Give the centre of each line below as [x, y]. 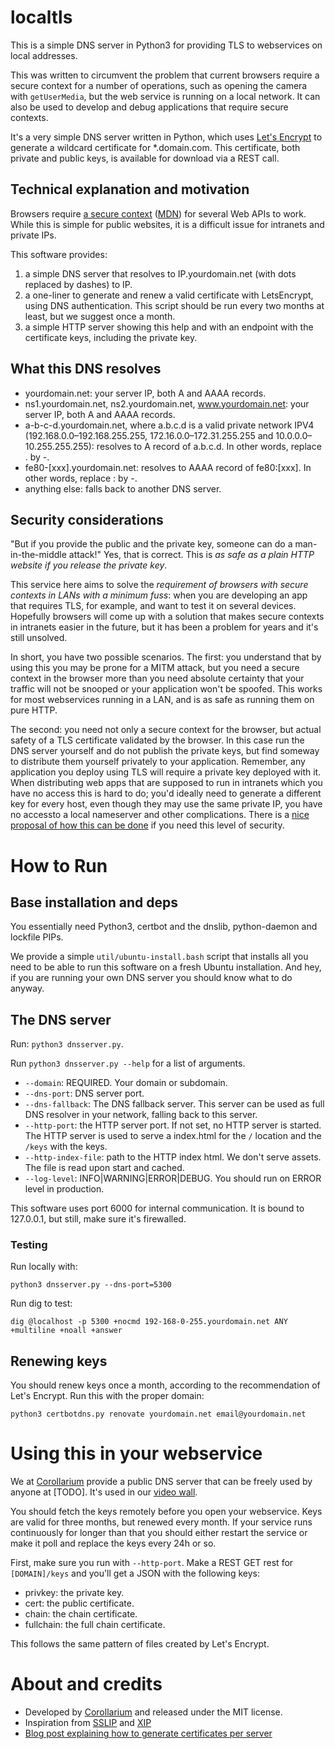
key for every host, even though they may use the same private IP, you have [166, 804]
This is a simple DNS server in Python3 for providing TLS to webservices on [166, 45]
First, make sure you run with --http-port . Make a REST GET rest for [152, 1563]
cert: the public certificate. [79, 1603]
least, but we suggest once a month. [100, 316]
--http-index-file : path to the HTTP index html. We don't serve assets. [173, 1157]
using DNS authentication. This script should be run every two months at [174, 305]
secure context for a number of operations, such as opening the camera [159, 85]
